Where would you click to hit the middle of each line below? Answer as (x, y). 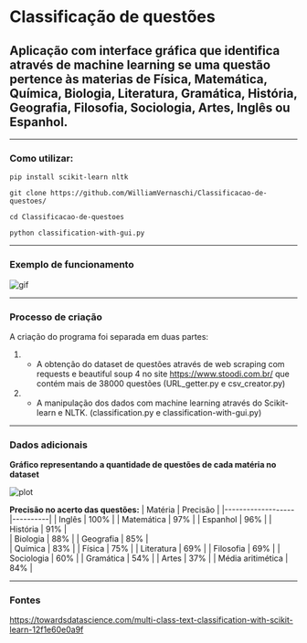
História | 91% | (38, 529)
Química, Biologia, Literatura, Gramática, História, (153, 93)
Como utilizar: (42, 158)
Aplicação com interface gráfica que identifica (145, 51)
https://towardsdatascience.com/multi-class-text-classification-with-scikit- (152, 620)
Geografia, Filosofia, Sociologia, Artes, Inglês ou (150, 107)
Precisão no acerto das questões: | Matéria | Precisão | (115, 510)
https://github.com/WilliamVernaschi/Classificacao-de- (159, 194)
